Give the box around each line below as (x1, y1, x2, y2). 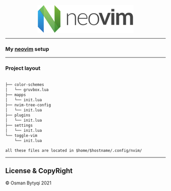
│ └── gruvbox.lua (5, 87, 49, 92)
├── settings (5, 123, 33, 128)
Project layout (5, 65, 41, 72)
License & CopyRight (5, 166, 73, 175)
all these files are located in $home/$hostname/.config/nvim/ (5, 148, 142, 153)
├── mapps (5, 92, 26, 97)
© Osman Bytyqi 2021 (5, 180, 52, 186)
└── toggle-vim (5, 133, 38, 138)
